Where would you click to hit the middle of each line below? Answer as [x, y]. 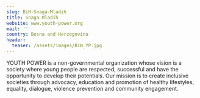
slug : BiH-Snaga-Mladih [37, 12]
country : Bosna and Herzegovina [47, 34]
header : [16, 40]
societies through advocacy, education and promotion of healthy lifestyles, [100, 82]
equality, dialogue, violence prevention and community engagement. [92, 88]
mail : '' [17, 29]
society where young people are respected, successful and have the [92, 69]
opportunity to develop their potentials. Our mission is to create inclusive [98, 76]
